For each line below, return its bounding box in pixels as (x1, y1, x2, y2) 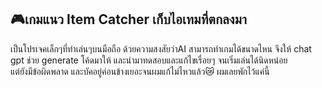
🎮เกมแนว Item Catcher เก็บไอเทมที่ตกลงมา (10, 11, 247, 28)
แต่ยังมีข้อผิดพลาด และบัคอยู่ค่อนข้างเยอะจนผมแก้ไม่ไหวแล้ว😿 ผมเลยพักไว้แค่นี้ (10, 65, 270, 77)
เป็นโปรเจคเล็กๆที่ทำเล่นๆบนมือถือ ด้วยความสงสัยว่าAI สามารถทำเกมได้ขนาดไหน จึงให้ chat (10, 42, 312, 55)
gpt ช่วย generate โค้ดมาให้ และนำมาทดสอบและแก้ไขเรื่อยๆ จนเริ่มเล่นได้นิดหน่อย (10, 54, 288, 66)
